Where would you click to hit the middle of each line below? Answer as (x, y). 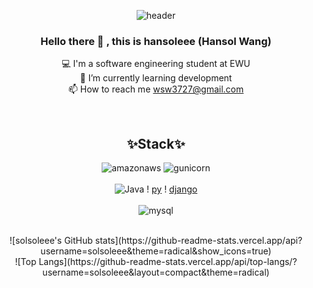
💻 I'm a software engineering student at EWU (156, 64)
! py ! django (172, 189)
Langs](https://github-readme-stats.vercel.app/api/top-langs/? (168, 262)
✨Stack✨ (156, 143)
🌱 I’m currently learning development (156, 78)
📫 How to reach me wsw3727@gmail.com (156, 89)
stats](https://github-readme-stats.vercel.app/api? (198, 241)
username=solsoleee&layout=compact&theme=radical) (156, 272)
